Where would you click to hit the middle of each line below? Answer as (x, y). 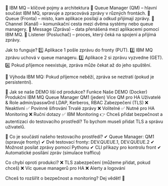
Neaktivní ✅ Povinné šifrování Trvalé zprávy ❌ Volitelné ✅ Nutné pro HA (80, 108)
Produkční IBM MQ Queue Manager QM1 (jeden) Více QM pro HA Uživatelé (83, 97)
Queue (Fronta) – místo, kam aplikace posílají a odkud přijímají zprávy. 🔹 (80, 18)
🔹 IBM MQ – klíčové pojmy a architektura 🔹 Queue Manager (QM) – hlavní (81, 8)
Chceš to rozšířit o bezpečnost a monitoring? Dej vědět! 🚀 (65, 178)
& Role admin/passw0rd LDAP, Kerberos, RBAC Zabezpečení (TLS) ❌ (77, 103)
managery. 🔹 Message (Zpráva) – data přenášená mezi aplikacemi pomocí (82, 29)
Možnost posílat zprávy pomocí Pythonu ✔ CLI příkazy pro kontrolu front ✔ (83, 147)
